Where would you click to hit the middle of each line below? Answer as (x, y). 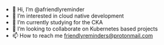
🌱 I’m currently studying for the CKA (57, 22)
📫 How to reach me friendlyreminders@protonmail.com (83, 36)
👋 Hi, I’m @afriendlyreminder (48, 9)
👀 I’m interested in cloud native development (68, 16)
